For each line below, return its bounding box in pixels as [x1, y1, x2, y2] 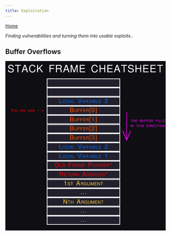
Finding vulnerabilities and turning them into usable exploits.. [5, 33, 133, 39]
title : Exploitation [5, 8, 49, 13]
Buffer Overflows [5, 47, 61, 56]
